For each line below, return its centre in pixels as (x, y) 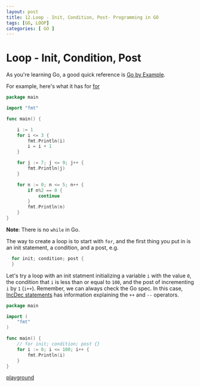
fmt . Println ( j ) (47, 168)
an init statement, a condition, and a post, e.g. (62, 247)
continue (49, 196)
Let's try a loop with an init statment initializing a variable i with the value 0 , (99, 276)
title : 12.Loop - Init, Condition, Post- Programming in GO (83, 17)
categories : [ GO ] (30, 28)
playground (20, 377)
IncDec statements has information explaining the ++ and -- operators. (93, 295)
